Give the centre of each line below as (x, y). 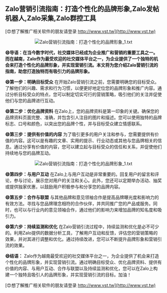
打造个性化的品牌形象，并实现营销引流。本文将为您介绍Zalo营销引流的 (86, 65)
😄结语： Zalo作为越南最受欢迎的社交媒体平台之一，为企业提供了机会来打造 (82, 256)
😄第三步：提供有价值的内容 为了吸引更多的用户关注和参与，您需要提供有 (80, 134)
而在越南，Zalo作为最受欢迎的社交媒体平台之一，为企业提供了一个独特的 (80, 58)
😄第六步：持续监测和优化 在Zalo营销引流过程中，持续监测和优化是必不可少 (82, 227)
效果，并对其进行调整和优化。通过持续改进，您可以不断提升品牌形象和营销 (81, 239)
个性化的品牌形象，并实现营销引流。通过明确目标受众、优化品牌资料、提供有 (83, 262)
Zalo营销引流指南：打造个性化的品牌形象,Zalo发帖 (82, 9)
